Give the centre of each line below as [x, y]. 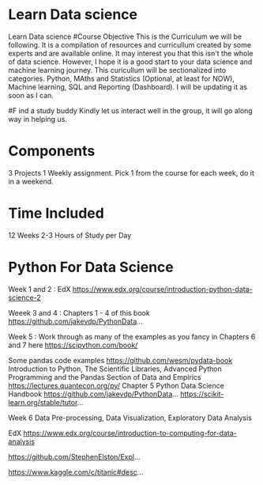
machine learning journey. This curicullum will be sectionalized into [117, 70]
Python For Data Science [91, 267]
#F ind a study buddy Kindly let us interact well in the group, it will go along [130, 110]
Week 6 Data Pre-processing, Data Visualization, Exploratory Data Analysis [130, 418]
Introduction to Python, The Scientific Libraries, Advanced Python [115, 369]
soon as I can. [31, 95]
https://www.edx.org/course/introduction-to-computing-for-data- [130, 433]
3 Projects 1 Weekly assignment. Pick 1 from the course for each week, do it [131, 172]
